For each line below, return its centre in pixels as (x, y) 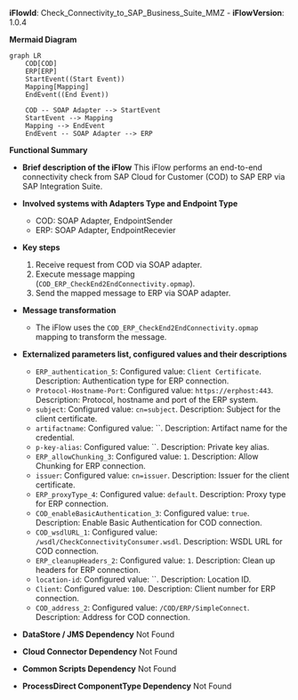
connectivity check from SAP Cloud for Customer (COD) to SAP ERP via (153, 177)
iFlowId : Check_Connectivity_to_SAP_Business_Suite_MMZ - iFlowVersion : (147, 13)
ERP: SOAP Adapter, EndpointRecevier (105, 230)
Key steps (41, 247)
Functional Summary (48, 150)
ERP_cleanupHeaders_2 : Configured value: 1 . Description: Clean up (155, 560)
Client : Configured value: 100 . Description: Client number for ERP (155, 589)
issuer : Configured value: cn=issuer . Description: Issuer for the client (162, 475)
